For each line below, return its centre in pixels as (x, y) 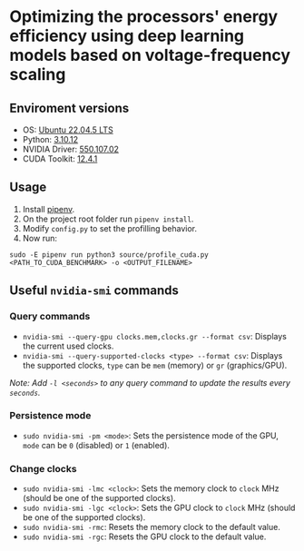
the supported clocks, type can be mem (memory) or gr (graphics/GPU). (155, 365)
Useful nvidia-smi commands (94, 291)
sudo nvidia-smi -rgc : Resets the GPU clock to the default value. (144, 536)
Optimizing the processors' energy (144, 17)
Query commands (50, 317)
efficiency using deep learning (127, 36)
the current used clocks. (68, 346)
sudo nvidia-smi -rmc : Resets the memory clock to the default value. (152, 527)
